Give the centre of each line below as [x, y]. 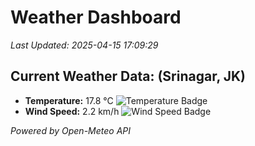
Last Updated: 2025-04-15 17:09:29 [84, 45]
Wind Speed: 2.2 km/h [72, 111]
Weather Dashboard [96, 17]
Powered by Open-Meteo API [71, 130]
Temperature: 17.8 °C [69, 100]
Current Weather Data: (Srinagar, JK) [128, 76]
